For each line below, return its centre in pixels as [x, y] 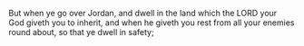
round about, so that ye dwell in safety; [82, 32]
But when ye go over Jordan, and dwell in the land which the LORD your [143, 13]
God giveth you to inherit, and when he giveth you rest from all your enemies [152, 23]
